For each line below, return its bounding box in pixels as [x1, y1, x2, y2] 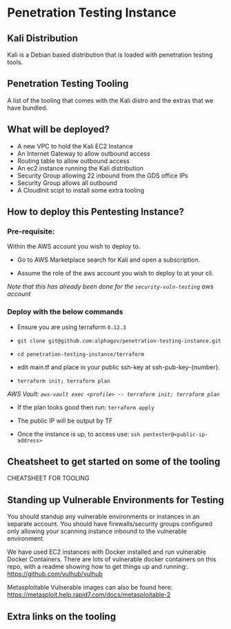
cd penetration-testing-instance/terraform [17, 351, 145, 358]
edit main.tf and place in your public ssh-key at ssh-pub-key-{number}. [17, 362, 221, 371]
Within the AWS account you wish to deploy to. [7, 242, 141, 251]
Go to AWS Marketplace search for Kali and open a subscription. [17, 255, 201, 264]
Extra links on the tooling [7, 610, 116, 622]
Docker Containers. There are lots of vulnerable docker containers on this [7, 555, 217, 563]
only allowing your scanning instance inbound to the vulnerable [7, 527, 188, 536]
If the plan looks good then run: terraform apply [17, 403, 155, 412]
